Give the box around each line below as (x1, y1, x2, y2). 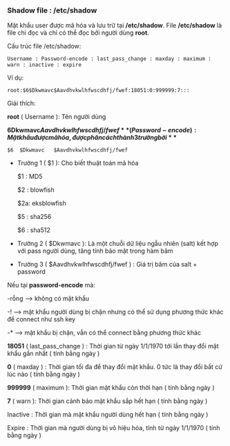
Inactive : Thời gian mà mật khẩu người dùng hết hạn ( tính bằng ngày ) (7, 411, 209, 419)
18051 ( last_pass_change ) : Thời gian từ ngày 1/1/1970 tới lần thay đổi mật (7, 342, 219, 350)
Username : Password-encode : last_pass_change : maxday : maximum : (7, 55, 212, 62)
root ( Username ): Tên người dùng (7, 113, 106, 121)
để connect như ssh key (7, 315, 76, 323)
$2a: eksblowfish (17, 199, 67, 208)
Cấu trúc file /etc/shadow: (7, 42, 82, 51)
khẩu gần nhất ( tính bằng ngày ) (7, 349, 100, 358)
